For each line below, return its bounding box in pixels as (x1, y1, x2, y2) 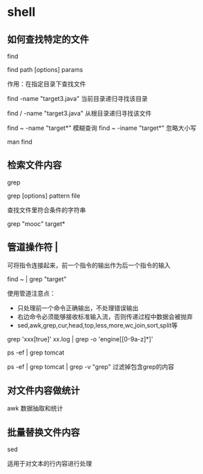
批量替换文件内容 (7, 426, 80, 438)
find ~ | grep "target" (7, 274, 67, 283)
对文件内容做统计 (7, 385, 80, 397)
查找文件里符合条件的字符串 (7, 205, 86, 214)
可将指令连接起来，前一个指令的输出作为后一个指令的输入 (7, 260, 171, 269)
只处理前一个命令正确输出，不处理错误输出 (17, 303, 139, 312)
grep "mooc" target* (7, 219, 66, 228)
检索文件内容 (7, 160, 62, 171)
